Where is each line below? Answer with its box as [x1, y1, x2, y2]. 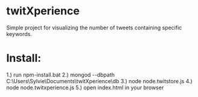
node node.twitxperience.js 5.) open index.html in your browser [6, 84, 164, 91]
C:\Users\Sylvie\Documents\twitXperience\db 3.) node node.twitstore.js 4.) [6, 77, 193, 84]
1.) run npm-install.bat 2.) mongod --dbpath [6, 71, 115, 78]
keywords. [6, 30, 32, 37]
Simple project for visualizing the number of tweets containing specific [6, 24, 182, 31]
